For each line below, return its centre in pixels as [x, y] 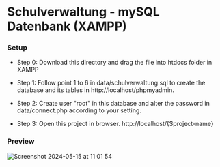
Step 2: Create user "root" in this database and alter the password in [113, 104]
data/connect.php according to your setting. [79, 110]
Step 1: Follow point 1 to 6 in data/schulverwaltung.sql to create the [111, 83]
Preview [21, 142]
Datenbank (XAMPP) [67, 26]
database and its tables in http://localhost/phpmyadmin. [95, 90]
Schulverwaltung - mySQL [84, 12]
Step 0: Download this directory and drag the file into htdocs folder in [114, 63]
